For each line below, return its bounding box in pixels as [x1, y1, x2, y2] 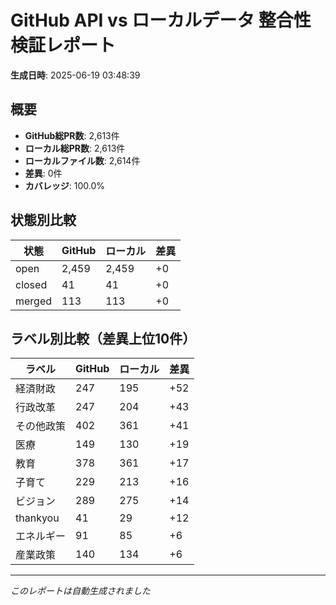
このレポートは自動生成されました [10, 585, 151, 597]
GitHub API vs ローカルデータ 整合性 [10, 9, 312, 32]
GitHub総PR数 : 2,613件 [24, 129, 120, 141]
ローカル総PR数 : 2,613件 [24, 142, 126, 154]
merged [15, 294, 53, 308]
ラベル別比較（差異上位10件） [10, 330, 197, 347]
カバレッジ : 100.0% [24, 179, 106, 191]
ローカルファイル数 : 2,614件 [24, 154, 141, 166]
